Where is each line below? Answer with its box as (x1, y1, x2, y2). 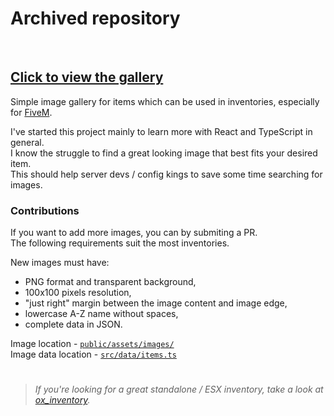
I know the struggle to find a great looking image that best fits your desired (10, 147, 318, 159)
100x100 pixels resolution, (24, 287, 132, 299)
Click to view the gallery (10, 69, 164, 86)
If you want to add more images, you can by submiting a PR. (10, 227, 258, 239)
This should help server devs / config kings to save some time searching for (10, 168, 323, 180)
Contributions (10, 203, 80, 217)
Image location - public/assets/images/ (10, 338, 175, 350)
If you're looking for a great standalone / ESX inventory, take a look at (34, 383, 324, 396)
